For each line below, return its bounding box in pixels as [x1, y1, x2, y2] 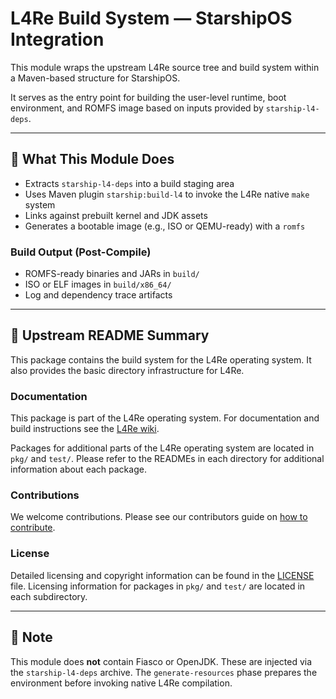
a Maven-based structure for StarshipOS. [10, 72, 181, 84]
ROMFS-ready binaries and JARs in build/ [24, 268, 200, 280]
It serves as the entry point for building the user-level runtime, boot [10, 91, 287, 103]
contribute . [10, 522, 56, 534]
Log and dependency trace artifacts [24, 289, 173, 301]
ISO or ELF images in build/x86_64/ [24, 278, 172, 291]
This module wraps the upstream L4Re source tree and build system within [10, 61, 320, 73]
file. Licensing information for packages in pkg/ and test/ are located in [10, 580, 306, 592]
